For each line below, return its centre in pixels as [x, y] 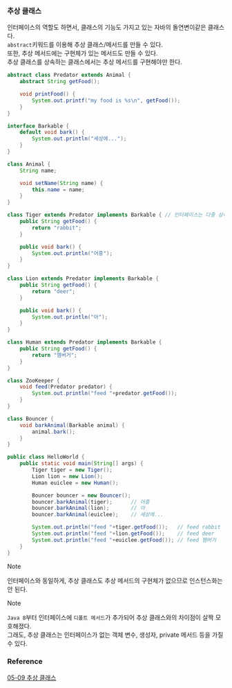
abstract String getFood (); [60, 82]
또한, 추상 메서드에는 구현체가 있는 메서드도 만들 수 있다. [83, 53]
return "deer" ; [54, 291]
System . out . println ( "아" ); [70, 317]
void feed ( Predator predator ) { [66, 387]
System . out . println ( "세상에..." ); [79, 139]
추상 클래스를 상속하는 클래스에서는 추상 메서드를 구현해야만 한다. [95, 62]
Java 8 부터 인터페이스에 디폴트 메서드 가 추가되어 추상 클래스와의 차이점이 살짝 [110, 617]
